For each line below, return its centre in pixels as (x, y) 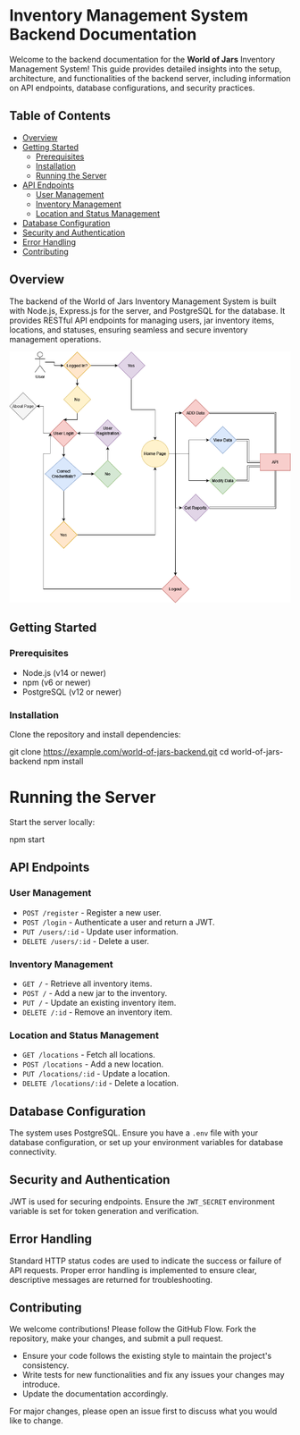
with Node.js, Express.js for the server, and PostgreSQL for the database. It (147, 310)
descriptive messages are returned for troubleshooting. (111, 1279)
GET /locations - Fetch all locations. (89, 1055)
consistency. (46, 1365)
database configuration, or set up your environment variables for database (146, 1142)
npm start (27, 839)
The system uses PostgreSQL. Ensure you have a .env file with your (134, 1133)
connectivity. (33, 1152)
